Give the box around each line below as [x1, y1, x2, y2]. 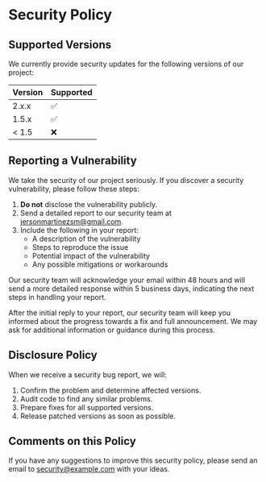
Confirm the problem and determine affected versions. [19, 385, 202, 395]
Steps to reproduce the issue [31, 242, 129, 251]
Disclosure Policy [8, 348, 98, 362]
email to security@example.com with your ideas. [8, 464, 170, 474]
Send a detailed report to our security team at [19, 208, 172, 218]
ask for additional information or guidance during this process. [8, 325, 216, 334]
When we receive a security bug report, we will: [8, 369, 167, 380]
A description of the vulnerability [31, 234, 141, 243]
